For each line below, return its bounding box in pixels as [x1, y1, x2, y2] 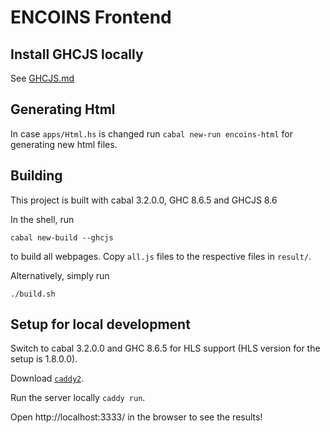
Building [10, 167, 63, 185]
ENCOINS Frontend [10, 6, 172, 29]
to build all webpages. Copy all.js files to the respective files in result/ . [10, 250, 312, 262]
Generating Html [10, 101, 116, 118]
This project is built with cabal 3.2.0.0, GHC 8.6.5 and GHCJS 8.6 [10, 194, 278, 206]
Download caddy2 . [10, 372, 85, 385]
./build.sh [10, 289, 56, 299]
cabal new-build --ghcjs [10, 232, 114, 243]
